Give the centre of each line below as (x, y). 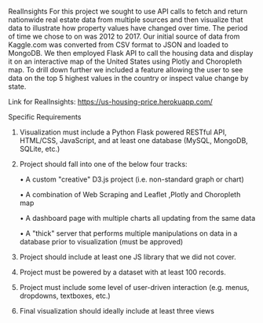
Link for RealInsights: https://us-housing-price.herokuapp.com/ (111, 102)
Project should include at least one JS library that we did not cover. (128, 257)
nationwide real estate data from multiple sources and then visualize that (126, 20)
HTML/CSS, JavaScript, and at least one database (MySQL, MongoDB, (134, 140)
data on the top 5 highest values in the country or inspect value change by (128, 78)
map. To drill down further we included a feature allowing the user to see (126, 70)
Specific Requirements (45, 117)
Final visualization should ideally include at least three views (117, 311)
